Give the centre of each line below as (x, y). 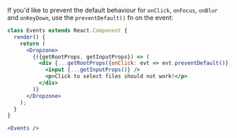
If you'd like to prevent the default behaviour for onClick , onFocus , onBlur (113, 10)
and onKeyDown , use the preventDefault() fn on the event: (90, 18)
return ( (33, 44)
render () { (30, 37)
